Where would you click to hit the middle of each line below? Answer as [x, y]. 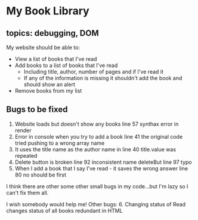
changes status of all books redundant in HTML [65, 210]
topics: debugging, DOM [53, 33]
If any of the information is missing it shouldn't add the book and [103, 78]
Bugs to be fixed [37, 110]
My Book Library [48, 11]
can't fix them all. [27, 192]
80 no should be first [41, 175]
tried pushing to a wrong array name [60, 143]
